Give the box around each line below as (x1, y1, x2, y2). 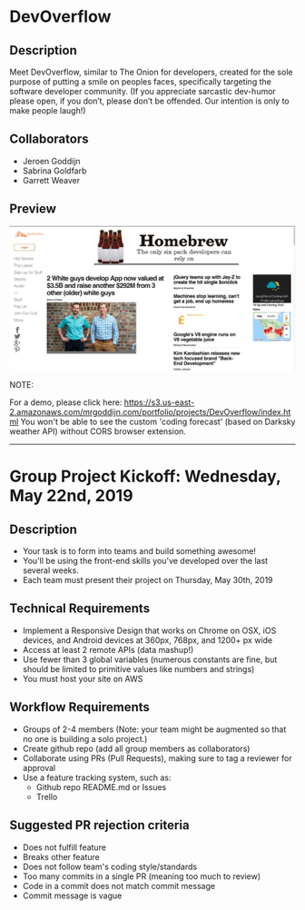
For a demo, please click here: (9, 397, 123, 408)
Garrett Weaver (22, 174, 80, 185)
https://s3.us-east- (123, 397, 195, 408)
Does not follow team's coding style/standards (22, 861, 198, 872)
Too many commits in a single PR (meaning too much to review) (22, 870, 261, 882)
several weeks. (22, 565, 79, 576)
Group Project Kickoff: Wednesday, (9, 466, 281, 487)
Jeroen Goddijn (22, 155, 81, 166)
